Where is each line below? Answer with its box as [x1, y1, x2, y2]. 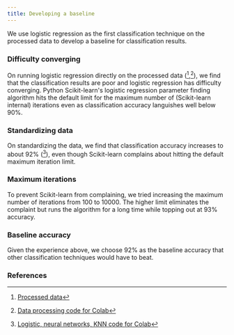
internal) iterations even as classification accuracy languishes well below [7, 100, 216, 109]
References [7, 271, 47, 281]
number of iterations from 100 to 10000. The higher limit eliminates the [7, 198, 209, 206]
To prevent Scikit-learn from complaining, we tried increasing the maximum [7, 190, 224, 198]
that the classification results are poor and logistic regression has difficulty [7, 78, 221, 87]
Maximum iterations [7, 175, 77, 185]
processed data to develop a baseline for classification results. [7, 36, 187, 45]
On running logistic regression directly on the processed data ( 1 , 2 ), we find [7, 70, 221, 79]
